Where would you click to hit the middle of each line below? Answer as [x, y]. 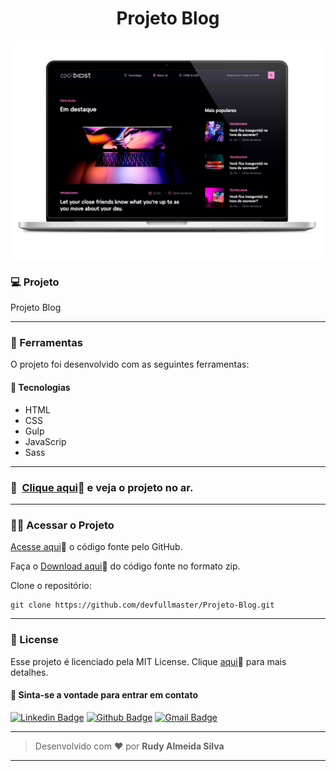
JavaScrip [45, 441]
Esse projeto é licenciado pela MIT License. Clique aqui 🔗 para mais [148, 661]
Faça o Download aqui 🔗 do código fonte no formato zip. [125, 566]
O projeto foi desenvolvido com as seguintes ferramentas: [130, 364]
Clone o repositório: [51, 586]
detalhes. [29, 672]
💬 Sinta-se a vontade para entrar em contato [104, 695]
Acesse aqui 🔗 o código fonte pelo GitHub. [96, 547]
